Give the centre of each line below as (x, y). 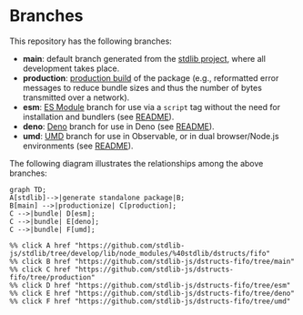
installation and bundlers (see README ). (98, 117)
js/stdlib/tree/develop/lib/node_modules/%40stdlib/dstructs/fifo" (140, 253)
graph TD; (28, 189)
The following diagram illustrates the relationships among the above (136, 163)
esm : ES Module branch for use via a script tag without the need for (151, 107)
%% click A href (40, 245)
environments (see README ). (78, 146)
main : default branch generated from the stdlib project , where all (144, 58)
